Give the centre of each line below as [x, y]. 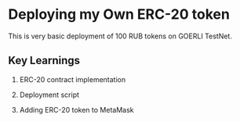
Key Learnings [44, 61]
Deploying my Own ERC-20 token [119, 14]
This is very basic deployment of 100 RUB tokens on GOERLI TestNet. [120, 36]
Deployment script [49, 95]
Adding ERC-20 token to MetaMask [76, 109]
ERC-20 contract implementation [73, 79]
